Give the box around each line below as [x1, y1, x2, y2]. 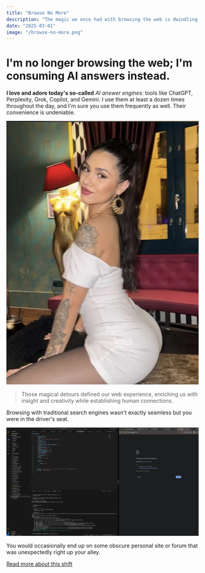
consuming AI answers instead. [6, 69, 170, 83]
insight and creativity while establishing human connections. [21, 397, 174, 405]
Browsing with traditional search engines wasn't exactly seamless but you [6, 409, 192, 416]
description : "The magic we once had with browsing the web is [6, 16, 171, 23]
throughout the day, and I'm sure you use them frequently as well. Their [6, 103, 186, 110]
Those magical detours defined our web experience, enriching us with [21, 391, 198, 398]
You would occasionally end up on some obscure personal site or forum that [6, 542, 198, 549]
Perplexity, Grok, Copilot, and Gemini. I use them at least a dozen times [6, 96, 185, 103]
